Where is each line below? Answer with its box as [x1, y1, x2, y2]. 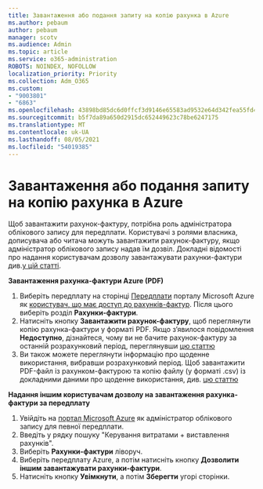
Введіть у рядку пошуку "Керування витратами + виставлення [19, 430, 229, 440]
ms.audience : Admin [8, 41, 72, 49]
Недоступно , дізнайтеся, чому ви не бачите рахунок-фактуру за [19, 333, 237, 342]
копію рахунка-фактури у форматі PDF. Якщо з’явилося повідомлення [19, 325, 254, 334]
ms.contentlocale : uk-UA [8, 128, 89, 136]
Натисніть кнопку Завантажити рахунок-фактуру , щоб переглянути [19, 316, 251, 326]
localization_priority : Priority [8, 70, 117, 78]
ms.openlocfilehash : [8, 107, 76, 115]
